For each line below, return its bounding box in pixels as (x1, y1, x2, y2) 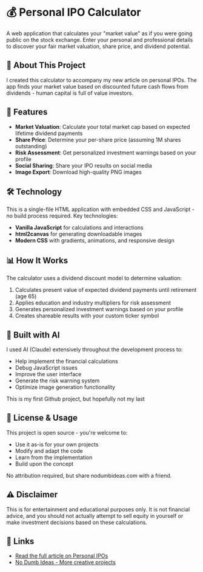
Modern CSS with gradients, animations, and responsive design (15, 237, 175, 244)
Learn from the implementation (15, 453, 93, 461)
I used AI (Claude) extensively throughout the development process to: (6, 346, 183, 353)
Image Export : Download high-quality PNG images (15, 168, 142, 176)
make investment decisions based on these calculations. (6, 519, 147, 526)
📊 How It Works (6, 255, 68, 266)
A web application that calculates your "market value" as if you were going (6, 29, 193, 37)
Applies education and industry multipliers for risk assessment (15, 299, 171, 306)
